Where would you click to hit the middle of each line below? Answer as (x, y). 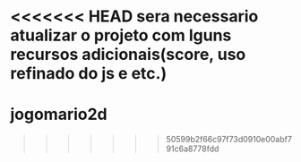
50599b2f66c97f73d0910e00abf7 (229, 140)
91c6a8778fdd (193, 149)
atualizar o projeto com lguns (121, 35)
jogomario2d (59, 115)
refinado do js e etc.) (89, 74)
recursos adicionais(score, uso (128, 55)
